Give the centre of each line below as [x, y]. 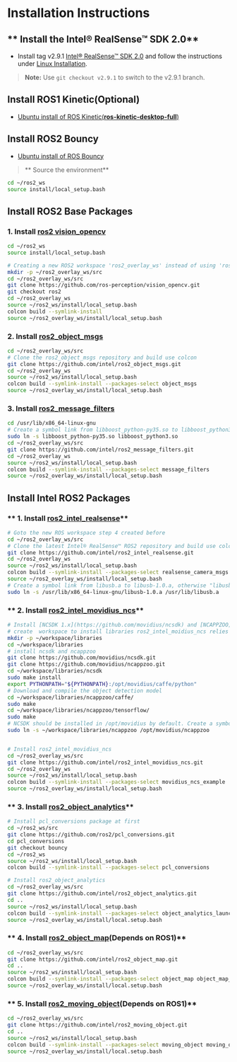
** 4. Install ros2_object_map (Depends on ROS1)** [97, 938]
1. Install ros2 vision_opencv [57, 232]
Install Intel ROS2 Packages [69, 498]
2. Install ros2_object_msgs [55, 336]
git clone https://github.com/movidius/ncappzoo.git [86, 664]
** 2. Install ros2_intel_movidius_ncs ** [76, 610]
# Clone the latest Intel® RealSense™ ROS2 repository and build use [112, 546]
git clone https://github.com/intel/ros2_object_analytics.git [102, 893]
